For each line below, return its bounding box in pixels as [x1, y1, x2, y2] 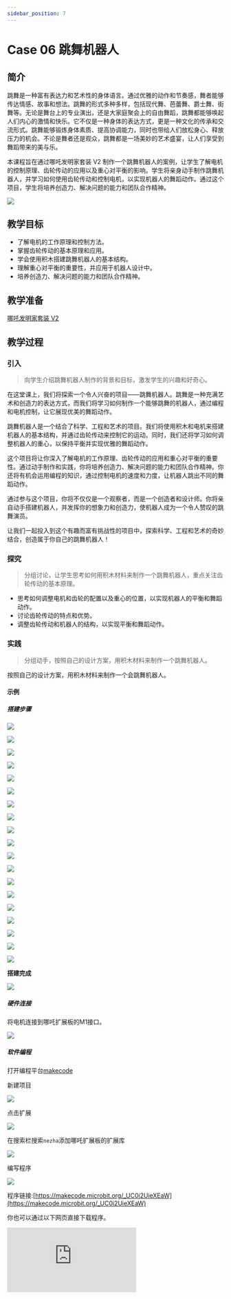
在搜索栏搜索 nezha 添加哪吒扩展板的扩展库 [7, 1136, 125, 1145]
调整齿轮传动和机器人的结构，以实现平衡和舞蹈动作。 [16, 620, 168, 628]
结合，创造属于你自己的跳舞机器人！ [7, 535, 110, 543]
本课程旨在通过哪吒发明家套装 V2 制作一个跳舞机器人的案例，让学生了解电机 [7, 157, 223, 165]
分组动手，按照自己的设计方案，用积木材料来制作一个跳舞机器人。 [23, 656, 211, 664]
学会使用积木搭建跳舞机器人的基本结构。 [16, 255, 132, 263]
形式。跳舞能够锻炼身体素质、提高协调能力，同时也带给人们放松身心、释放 [12, 125, 224, 134]
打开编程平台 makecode [7, 1067, 74, 1075]
